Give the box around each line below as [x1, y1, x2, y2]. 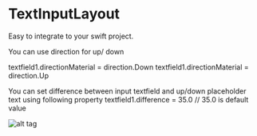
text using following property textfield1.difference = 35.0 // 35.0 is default [8, 94, 249, 104]
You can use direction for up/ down [8, 46, 125, 56]
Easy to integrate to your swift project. [8, 31, 134, 41]
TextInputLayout [8, 5, 121, 23]
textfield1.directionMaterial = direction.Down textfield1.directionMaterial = [8, 62, 249, 72]
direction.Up [8, 70, 49, 80]
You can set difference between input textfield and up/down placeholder [8, 86, 247, 96]
